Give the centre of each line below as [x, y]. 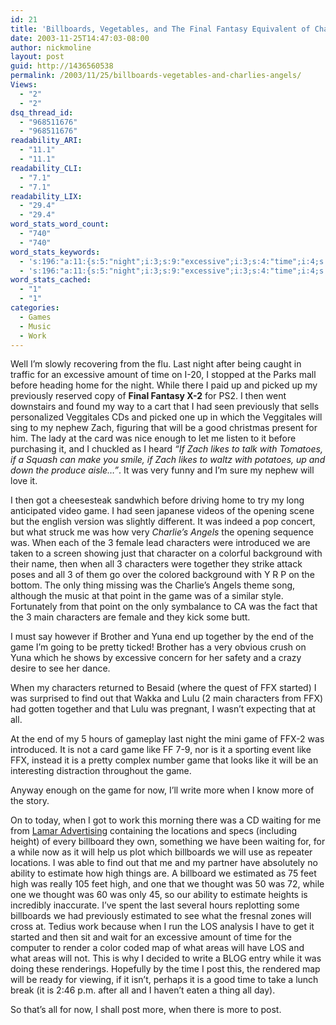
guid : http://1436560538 [62, 66]
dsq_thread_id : [42, 112]
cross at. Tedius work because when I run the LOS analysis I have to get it [162, 927]
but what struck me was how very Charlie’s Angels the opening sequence [162, 532]
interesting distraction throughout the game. [101, 771]
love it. [24, 481]
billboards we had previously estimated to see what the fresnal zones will [161, 916]
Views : [24, 85]
